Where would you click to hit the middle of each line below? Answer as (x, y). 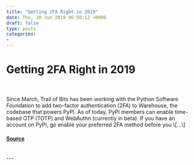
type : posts (21, 29)
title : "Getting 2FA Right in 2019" (52, 12)
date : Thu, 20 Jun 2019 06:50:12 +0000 (56, 17)
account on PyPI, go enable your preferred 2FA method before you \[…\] (96, 125)
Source (16, 139)
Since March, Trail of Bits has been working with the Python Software (92, 99)
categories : (21, 34)
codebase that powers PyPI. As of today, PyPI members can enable (90, 111)
